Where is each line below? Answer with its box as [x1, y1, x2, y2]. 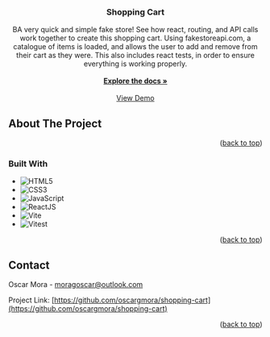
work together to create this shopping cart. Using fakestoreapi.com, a [19, 33, 251, 43]
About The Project [8, 116, 102, 131]
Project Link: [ [8, 295, 55, 305]
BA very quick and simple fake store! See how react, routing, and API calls [12, 25, 259, 35]
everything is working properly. [83, 59, 188, 69]
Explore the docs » [103, 76, 168, 86]
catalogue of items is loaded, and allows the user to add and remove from [13, 42, 258, 52]
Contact [8, 258, 50, 272]
